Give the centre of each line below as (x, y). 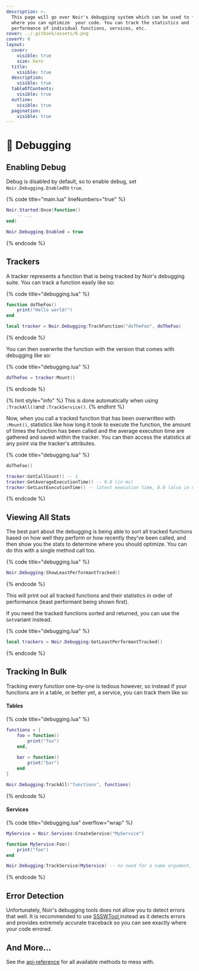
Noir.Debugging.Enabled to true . (44, 188)
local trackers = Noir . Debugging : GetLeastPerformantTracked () (84, 642)
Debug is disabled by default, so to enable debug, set (71, 182)
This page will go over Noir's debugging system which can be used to (100, 17)
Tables (15, 706)
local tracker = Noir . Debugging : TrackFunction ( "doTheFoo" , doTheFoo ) (94, 326)
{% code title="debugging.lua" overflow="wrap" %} (70, 822)
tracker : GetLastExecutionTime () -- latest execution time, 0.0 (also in (98, 487)
